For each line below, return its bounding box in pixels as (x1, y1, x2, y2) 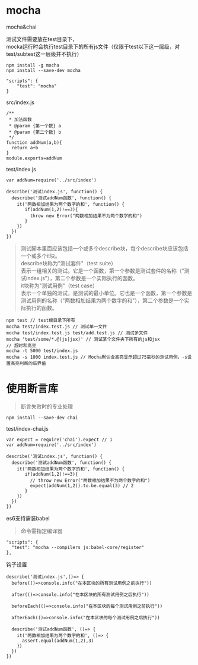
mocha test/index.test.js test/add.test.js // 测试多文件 (6, 330, 148, 336)
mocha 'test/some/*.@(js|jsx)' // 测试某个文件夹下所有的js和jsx (6, 336, 160, 342)
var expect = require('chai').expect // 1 (6, 437, 113, 443)
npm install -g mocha (6, 62, 60, 68)
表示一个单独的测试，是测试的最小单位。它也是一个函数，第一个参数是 (20, 289, 193, 296)
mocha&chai (6, 23, 37, 30)
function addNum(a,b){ (6, 139, 62, 146)
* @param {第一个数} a (8, 123, 61, 128)
